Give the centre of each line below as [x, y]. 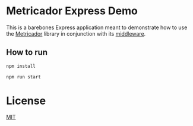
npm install [21, 66]
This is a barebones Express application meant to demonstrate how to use [97, 27]
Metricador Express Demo [72, 11]
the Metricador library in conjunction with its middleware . [76, 33]
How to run [27, 53]
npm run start [24, 77]
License [26, 101]
